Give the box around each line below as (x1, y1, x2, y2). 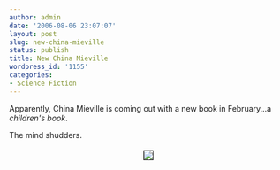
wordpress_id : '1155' (9, 63, 89, 72)
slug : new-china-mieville (9, 37, 104, 47)
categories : (9, 71, 53, 80)
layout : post (9, 29, 57, 38)
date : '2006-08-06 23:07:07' (9, 21, 117, 30)
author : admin (9, 12, 62, 22)
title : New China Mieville (9, 54, 109, 63)
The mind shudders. (9, 129, 82, 140)
